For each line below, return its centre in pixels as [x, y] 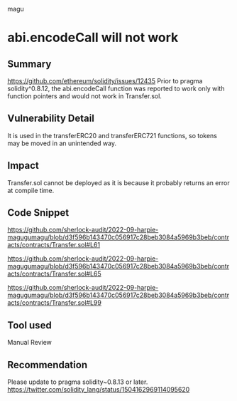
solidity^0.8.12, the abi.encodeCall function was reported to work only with [116, 88]
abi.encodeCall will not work [93, 38]
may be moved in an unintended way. [62, 143]
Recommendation [47, 365]
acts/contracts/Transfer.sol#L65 [54, 274]
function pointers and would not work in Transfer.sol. [84, 96]
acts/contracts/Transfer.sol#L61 [54, 245]
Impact [23, 166]
